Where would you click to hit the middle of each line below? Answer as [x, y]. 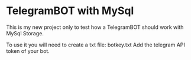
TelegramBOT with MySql [70, 11]
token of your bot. [28, 51]
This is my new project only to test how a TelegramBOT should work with [95, 27]
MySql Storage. [25, 33]
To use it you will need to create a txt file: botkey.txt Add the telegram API [96, 45]
